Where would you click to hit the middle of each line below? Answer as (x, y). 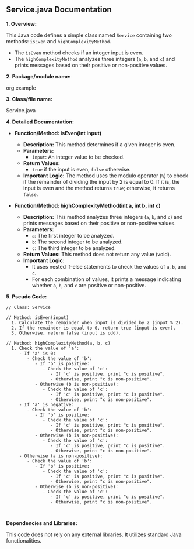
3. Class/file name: (29, 99)
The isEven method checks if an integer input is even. (79, 53)
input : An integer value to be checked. (78, 157)
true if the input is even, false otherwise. (81, 169)
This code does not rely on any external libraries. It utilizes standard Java (94, 534)
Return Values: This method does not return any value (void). (97, 254)
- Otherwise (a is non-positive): (61, 456)
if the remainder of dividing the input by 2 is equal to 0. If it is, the (101, 181)
